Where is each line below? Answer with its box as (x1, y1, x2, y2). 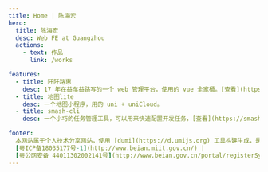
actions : (15, 41, 45, 49)
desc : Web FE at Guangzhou (15, 33, 105, 42)
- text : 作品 (22, 49, 64, 57)
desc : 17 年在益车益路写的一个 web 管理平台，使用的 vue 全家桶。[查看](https (22, 85, 262, 93)
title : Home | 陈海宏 (8, 11, 77, 20)
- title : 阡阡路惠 (15, 77, 72, 86)
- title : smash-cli (15, 107, 81, 115)
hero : (8, 19, 26, 27)
